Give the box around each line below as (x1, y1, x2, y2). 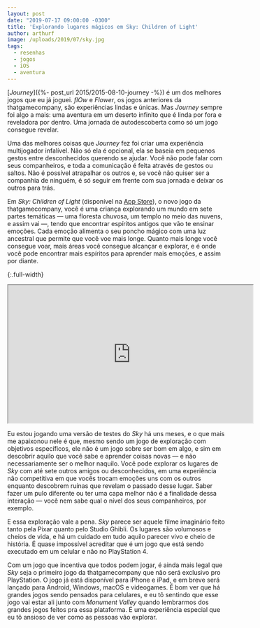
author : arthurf (7, 29, 55, 37)
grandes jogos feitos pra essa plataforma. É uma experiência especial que (7, 605, 221, 613)
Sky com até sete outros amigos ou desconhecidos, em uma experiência (7, 466, 217, 475)
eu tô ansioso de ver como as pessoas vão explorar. (7, 613, 157, 621)
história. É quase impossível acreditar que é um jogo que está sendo (7, 540, 204, 548)
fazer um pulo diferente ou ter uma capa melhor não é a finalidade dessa (7, 489, 217, 497)
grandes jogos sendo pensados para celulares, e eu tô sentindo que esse (7, 590, 219, 599)
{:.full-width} (7, 270, 44, 279)
